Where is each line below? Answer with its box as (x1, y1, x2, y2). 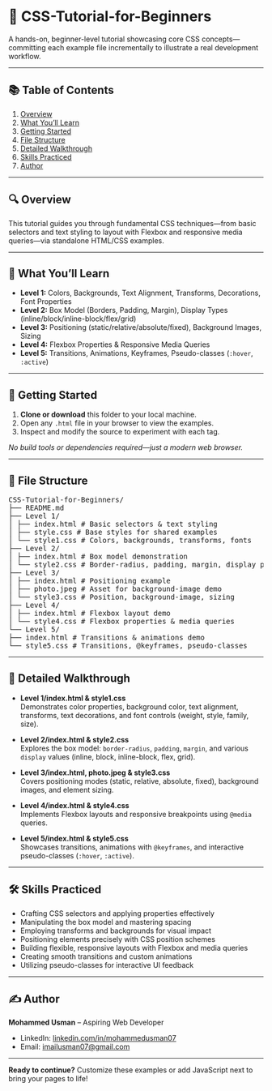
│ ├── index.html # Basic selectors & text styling (8, 520, 219, 528)
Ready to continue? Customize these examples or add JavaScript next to (8, 1065, 253, 1075)
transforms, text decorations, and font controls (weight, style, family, (19, 710, 249, 720)
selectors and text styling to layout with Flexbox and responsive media (8, 227, 243, 237)
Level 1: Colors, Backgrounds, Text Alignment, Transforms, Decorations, (19, 288, 261, 298)
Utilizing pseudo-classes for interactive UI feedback (19, 960, 194, 969)
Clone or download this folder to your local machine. (19, 409, 197, 420)
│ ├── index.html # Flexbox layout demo (8, 609, 172, 618)
